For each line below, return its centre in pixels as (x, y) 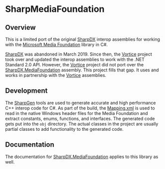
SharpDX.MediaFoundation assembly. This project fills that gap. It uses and (82, 70)
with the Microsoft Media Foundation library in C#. (56, 45)
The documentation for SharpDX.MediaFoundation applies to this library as (82, 157)
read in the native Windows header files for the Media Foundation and (77, 113)
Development (27, 91)
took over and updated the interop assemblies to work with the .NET (75, 59)
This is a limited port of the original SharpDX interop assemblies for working (82, 39)
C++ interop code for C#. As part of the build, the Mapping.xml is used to (80, 108)
